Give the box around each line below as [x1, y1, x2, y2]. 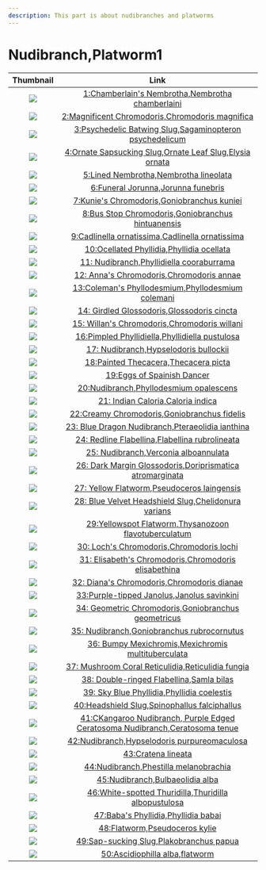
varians [143, 505, 172, 516]
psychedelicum [129, 133, 186, 144]
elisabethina [135, 564, 180, 575]
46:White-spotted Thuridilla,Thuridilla [86, 787, 228, 798]
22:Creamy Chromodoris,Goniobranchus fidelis [70, 408, 246, 419]
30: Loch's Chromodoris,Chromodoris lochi [77, 541, 238, 552]
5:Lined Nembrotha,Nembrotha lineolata [82, 169, 232, 180]
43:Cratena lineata [123, 748, 192, 759]
